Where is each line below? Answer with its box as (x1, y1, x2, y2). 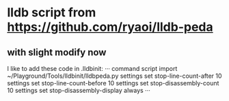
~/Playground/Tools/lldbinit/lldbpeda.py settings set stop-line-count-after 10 (7, 72, 222, 80)
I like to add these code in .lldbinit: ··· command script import (7, 65, 178, 72)
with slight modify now (7, 46, 107, 58)
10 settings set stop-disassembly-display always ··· (7, 87, 150, 94)
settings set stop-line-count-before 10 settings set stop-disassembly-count (7, 79, 219, 87)
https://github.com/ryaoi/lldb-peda (7, 19, 213, 35)
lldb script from (7, 5, 96, 20)
